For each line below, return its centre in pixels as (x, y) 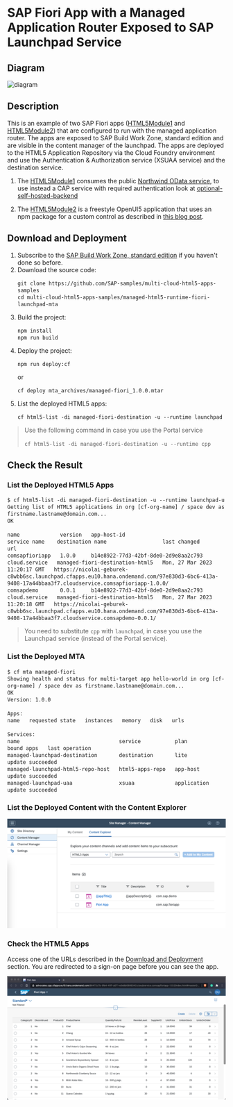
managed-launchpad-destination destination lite (97, 755)
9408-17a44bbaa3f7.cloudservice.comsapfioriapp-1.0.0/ (88, 584)
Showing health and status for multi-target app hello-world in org (108, 679)
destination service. (35, 167)
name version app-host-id (67, 535)
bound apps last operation (49, 748)
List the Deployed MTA (46, 656)
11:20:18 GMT (26, 605)
